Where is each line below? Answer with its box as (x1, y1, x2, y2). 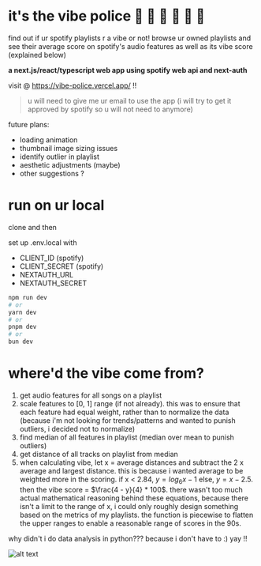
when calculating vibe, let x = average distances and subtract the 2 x (19, 458, 244, 467)
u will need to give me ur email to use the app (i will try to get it (27, 96, 232, 105)
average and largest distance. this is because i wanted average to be (19, 466, 244, 475)
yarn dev (8, 308, 37, 316)
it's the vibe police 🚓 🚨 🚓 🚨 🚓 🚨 (8, 7, 206, 25)
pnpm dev (8, 323, 37, 331)
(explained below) (8, 50, 67, 59)
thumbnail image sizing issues (19, 143, 118, 153)
